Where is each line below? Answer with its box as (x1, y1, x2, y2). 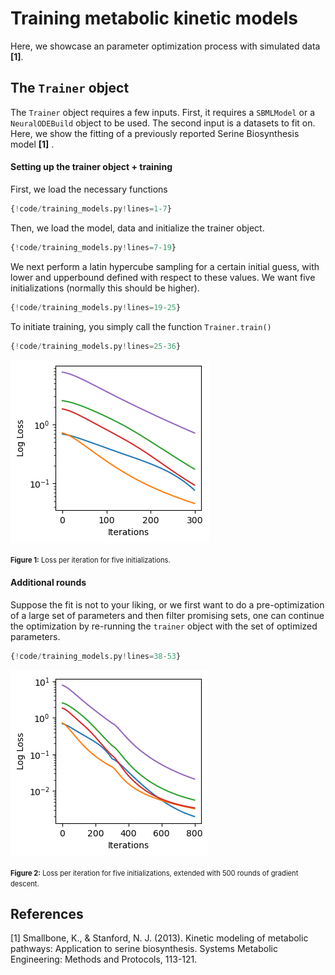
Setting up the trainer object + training (10, 161, 173, 173)
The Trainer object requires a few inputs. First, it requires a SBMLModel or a (10, 106, 316, 118)
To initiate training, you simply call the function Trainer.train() (10, 320, 272, 332)
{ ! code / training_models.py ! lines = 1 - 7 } (10, 203, 172, 214)
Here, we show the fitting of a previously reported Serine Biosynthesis (10, 127, 300, 139)
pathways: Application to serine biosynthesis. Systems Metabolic (10, 943, 278, 955)
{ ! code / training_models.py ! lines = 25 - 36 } (10, 341, 182, 351)
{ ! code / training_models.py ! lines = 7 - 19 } (10, 242, 177, 252)
